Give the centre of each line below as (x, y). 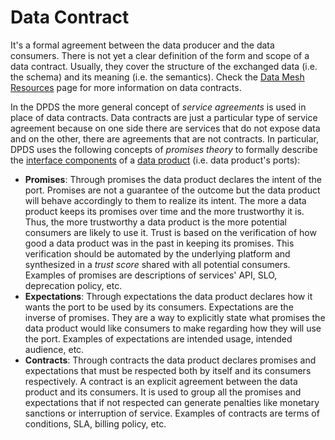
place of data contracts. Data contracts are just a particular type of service (164, 117)
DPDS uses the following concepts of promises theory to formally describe (164, 149)
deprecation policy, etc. (73, 285)
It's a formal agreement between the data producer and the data (142, 45)
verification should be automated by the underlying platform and (157, 253)
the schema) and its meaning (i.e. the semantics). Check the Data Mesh (157, 77)
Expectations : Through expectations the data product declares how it (168, 296)
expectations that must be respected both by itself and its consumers (168, 370)
